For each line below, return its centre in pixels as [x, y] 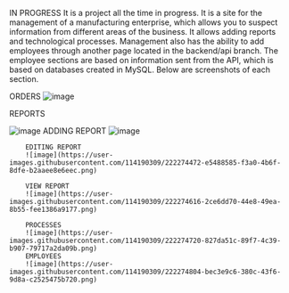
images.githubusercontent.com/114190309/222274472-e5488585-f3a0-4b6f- [145, 163]
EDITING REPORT [54, 147]
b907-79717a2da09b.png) [54, 248]
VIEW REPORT [47, 186]
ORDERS [25, 96]
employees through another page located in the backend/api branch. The [144, 51]
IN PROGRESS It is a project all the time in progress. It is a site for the [136, 13]
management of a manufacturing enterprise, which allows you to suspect [144, 22]
